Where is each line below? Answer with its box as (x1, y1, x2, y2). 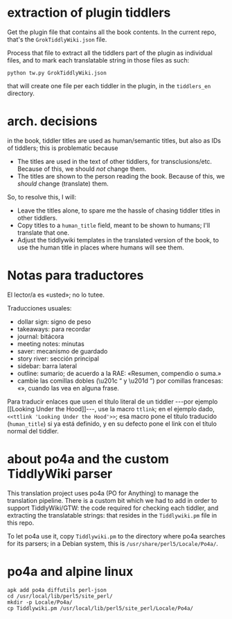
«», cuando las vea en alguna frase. (17, 383, 120, 392)
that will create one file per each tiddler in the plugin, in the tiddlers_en (7, 81, 211, 90)
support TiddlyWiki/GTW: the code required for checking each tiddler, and (7, 504, 219, 512)
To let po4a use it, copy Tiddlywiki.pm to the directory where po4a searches (7, 531, 226, 540)
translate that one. (17, 228, 70, 237)
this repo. (7, 518, 35, 527)
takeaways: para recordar (17, 324, 91, 333)
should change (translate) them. (17, 179, 109, 188)
